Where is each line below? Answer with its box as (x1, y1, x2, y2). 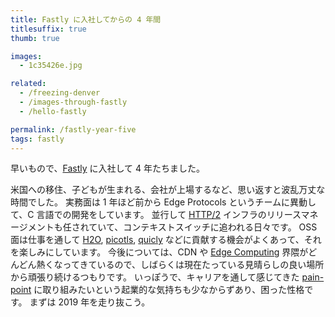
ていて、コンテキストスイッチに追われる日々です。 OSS (88, 221, 318, 233)
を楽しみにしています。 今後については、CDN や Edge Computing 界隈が (10, 246, 309, 258)
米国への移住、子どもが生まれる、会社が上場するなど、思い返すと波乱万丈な (10, 184, 326, 196)
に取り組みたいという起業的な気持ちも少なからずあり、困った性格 (33, 284, 305, 296)
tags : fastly (10, 134, 65, 144)
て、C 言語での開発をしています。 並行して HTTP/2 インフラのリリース (10, 209, 302, 221)
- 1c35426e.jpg (19, 61, 83, 71)
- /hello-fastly (19, 106, 87, 116)
